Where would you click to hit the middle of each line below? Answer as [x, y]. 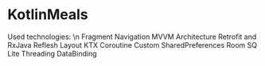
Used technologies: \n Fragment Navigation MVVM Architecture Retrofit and [132, 37]
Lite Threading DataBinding [52, 53]
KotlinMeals [48, 15]
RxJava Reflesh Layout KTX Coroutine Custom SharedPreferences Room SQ [132, 45]
